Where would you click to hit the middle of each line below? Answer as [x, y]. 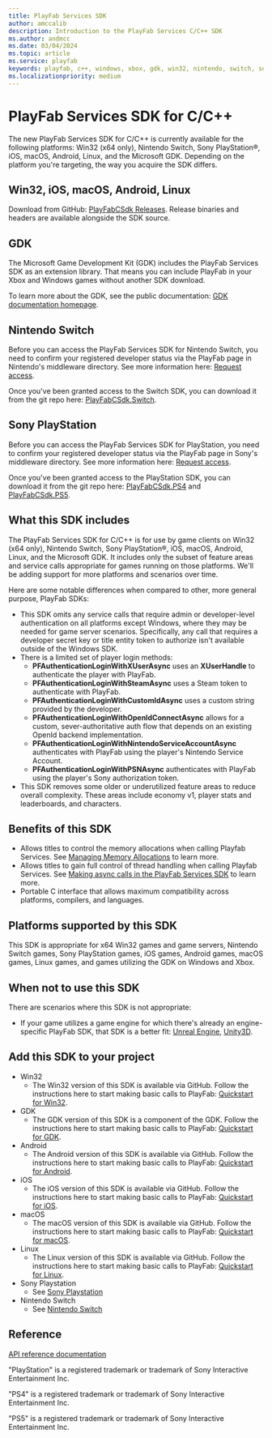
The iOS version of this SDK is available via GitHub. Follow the [135, 1188]
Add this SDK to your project [82, 1057]
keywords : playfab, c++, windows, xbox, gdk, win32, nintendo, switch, [132, 69]
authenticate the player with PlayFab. [94, 674]
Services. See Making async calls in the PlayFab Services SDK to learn [138, 874]
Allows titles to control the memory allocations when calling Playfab [133, 848]
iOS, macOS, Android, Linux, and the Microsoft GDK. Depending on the [126, 156]
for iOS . [45, 1205]
